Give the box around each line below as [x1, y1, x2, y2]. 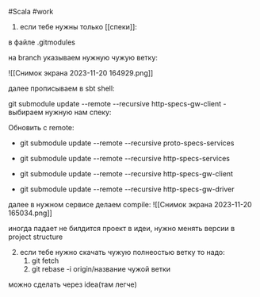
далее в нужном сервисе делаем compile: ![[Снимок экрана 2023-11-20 [8, 200, 252, 209]
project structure [8, 232, 63, 241]
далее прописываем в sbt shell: [8, 83, 115, 93]
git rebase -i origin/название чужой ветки [31, 264, 171, 273]
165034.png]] [8, 208, 53, 218]
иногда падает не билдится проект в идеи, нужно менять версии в [8, 224, 235, 233]
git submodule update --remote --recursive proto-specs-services [19, 138, 235, 148]
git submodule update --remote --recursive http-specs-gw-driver [19, 184, 235, 194]
